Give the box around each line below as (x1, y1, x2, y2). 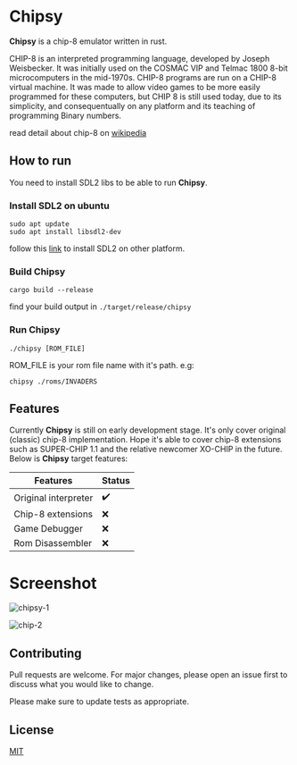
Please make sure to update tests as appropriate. (9, 696, 190, 707)
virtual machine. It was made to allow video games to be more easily (9, 81, 260, 92)
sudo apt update (9, 220, 70, 229)
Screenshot (9, 573, 97, 593)
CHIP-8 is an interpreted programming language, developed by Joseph (9, 53, 270, 63)
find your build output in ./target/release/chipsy (9, 301, 192, 312)
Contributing (9, 645, 82, 660)
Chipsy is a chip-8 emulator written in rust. (9, 36, 168, 46)
